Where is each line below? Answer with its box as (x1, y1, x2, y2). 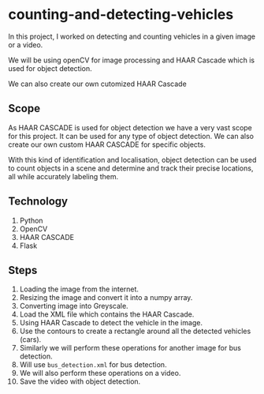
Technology (8, 195, 69, 208)
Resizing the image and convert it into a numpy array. (19, 293, 193, 302)
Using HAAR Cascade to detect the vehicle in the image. (19, 318, 203, 328)
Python (19, 216, 43, 225)
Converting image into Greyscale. (19, 302, 128, 311)
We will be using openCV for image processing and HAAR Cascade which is (8, 55, 255, 65)
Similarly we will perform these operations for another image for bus (19, 343, 242, 353)
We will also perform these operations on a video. (19, 369, 181, 378)
